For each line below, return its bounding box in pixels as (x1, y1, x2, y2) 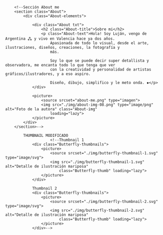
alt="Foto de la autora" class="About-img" (5, 107, 98, 112)
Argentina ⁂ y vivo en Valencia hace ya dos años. (5, 36, 115, 41)
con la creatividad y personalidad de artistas (50, 67, 151, 72)
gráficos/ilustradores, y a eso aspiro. (5, 71, 91, 76)
